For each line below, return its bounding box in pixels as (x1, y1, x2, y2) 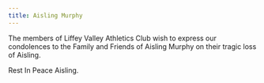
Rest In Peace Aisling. (8, 65, 79, 75)
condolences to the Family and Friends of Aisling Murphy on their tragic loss (8, 41, 257, 51)
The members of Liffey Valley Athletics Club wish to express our (8, 33, 217, 43)
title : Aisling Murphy (8, 11, 83, 20)
